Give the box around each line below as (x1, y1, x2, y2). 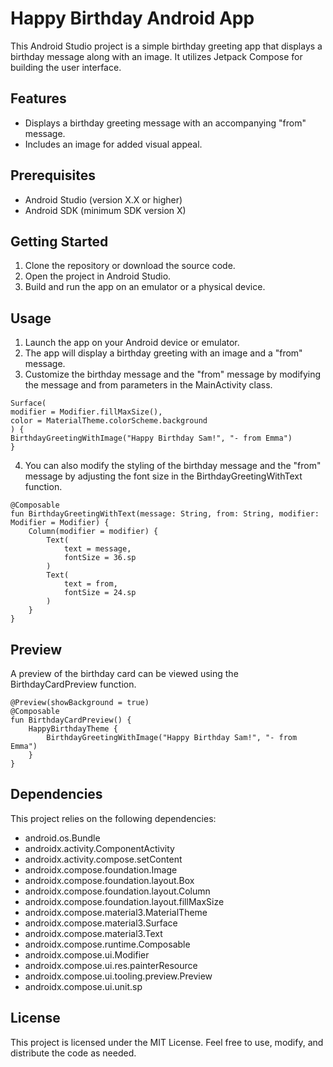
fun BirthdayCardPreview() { (10, 715, 132, 725)
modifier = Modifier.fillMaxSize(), (10, 407, 163, 417)
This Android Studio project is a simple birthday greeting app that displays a (10, 40, 323, 52)
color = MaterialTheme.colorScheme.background (10, 416, 208, 426)
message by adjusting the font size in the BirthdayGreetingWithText (24, 470, 303, 482)
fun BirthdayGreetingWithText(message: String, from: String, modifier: (10, 509, 320, 519)
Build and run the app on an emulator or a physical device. (24, 281, 266, 293)
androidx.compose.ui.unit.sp (24, 980, 143, 992)
